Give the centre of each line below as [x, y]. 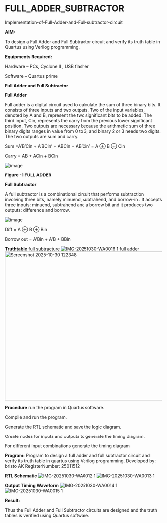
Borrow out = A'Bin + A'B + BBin [38, 239]
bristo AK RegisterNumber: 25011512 [42, 466]
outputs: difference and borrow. [38, 210]
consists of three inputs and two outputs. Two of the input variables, [75, 110]
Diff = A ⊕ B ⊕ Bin [26, 229]
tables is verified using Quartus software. [47, 515]
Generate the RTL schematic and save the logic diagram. [63, 427]
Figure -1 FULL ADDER [28, 175]
